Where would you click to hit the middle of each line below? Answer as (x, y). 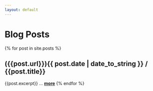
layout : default (21, 10)
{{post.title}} (25, 71)
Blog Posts (27, 34)
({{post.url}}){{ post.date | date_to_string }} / (76, 63)
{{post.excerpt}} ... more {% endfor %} (45, 84)
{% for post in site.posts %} (33, 48)
